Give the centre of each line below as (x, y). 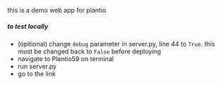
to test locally (28, 26)
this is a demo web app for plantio (57, 10)
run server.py (37, 66)
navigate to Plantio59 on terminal (66, 58)
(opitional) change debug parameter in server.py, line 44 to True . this (116, 44)
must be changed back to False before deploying (89, 51)
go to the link (37, 74)
